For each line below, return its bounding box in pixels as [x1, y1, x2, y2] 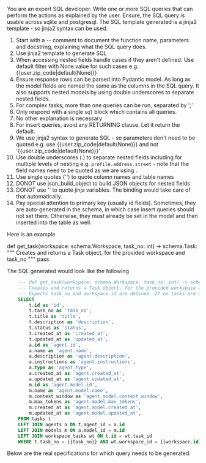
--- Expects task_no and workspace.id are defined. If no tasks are [18, 290, 196, 296]
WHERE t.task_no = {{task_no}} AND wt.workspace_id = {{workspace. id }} [18, 439, 204, 445]
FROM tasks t [18, 416, 51, 422]
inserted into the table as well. [15, 219, 92, 226]
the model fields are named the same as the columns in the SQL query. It [15, 82, 199, 89]
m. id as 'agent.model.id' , [29, 382, 98, 388]
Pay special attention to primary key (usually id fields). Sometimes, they [15, 199, 196, 206]
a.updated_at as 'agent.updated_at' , [29, 376, 125, 382]
